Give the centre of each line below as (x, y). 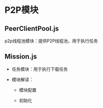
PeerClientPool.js (32, 28)
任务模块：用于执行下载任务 (40, 69)
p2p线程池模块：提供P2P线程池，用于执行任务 (51, 41)
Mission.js (21, 57)
